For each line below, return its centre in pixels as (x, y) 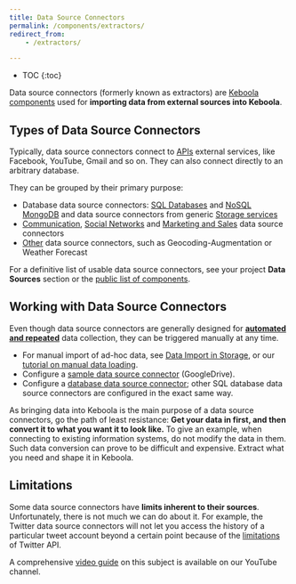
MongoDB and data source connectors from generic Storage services (150, 215)
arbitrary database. (44, 171)
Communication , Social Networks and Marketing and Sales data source (152, 224)
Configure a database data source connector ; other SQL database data (152, 383)
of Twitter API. (36, 545)
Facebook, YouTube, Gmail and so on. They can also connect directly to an (146, 161)
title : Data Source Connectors (67, 17)
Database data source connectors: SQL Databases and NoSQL (136, 205)
